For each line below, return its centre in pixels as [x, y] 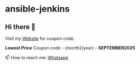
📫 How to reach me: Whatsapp [37, 57]
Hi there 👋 [20, 27]
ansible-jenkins [37, 9]
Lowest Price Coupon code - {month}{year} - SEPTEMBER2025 [70, 48]
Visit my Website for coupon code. [40, 38]
